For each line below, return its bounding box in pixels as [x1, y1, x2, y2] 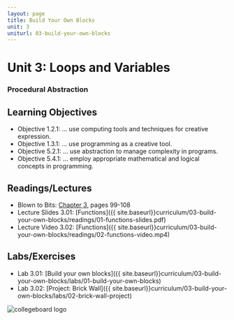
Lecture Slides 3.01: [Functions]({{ [17, 208, 116, 217]
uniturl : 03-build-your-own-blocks [7, 29, 111, 37]
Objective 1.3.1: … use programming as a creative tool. [17, 140, 173, 148]
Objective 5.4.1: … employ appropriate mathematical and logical [17, 154, 200, 163]
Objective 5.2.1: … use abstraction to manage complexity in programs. [17, 147, 219, 156]
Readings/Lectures [7, 182, 92, 194]
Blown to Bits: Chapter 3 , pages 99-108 [17, 201, 131, 209]
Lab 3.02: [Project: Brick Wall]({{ [17, 284, 111, 292]
